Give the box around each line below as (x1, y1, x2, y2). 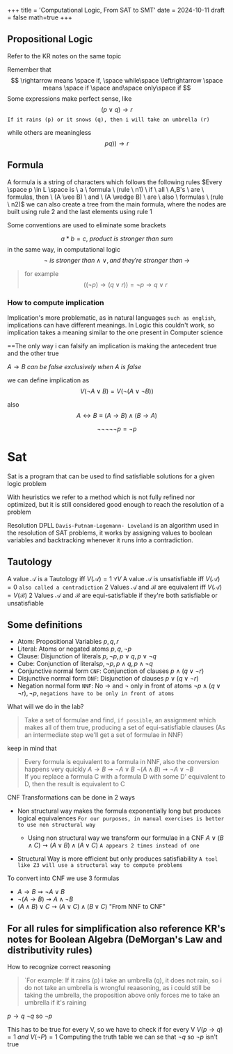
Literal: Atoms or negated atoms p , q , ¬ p (17, 644, 132, 653)
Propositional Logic (7, 33, 93, 45)
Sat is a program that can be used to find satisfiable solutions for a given (7, 472, 216, 480)
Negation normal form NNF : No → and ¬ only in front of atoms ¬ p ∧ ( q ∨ (17, 681, 221, 690)
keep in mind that (7, 744, 57, 753)
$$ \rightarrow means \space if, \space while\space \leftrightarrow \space (10, 76, 223, 84)
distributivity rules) (7, 944, 93, 956)
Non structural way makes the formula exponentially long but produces (17, 806, 221, 816)
